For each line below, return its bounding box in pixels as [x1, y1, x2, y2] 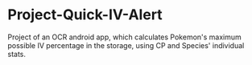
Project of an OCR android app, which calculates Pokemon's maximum [7, 32, 242, 42]
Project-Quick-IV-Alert [7, 6, 163, 24]
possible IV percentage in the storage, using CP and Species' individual [7, 40, 245, 50]
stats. [7, 49, 26, 59]
